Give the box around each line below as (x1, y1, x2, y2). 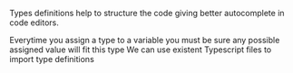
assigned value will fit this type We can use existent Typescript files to (9, 44, 272, 55)
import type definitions (9, 54, 95, 64)
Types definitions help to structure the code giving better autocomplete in (9, 8, 285, 18)
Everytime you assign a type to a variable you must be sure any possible (9, 35, 280, 45)
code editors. (9, 17, 59, 28)
